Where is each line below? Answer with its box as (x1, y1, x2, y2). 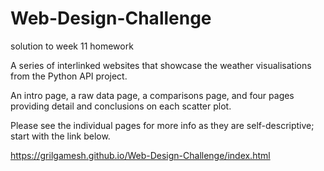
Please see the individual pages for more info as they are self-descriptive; (10, 119, 315, 131)
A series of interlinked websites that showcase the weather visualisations (10, 59, 312, 71)
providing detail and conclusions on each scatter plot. (10, 100, 232, 112)
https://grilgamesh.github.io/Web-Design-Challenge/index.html (10, 149, 271, 161)
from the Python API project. (10, 70, 128, 82)
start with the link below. (10, 130, 111, 142)
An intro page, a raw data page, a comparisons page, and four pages (10, 89, 295, 101)
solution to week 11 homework (10, 40, 134, 52)
